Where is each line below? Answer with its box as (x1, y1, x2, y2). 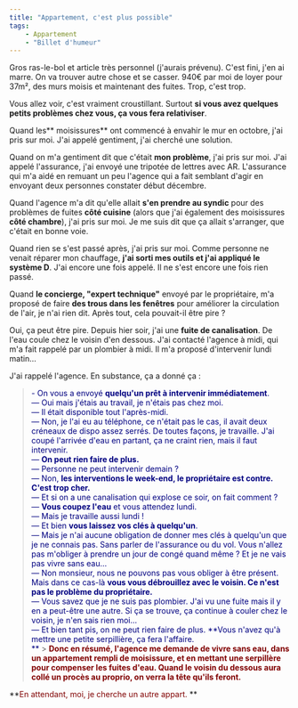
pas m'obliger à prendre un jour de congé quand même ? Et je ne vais (30, 549, 286, 559)
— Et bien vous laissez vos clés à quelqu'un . (30, 520, 198, 531)
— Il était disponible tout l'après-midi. (30, 407, 169, 418)
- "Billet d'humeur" (25, 37, 101, 47)
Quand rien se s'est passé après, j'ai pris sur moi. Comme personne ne (9, 243, 270, 254)
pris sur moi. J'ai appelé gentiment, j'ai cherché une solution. (9, 134, 233, 145)
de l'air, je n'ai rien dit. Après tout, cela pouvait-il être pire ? (9, 308, 226, 319)
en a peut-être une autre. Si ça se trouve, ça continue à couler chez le (30, 606, 287, 616)
